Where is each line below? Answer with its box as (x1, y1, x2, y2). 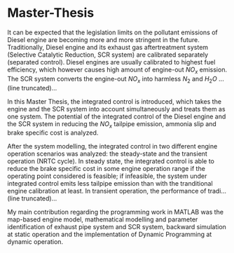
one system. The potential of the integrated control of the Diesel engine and (7, 112, 226, 121)
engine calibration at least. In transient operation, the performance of (7, 187, 207, 196)
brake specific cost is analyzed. (7, 128, 99, 137)
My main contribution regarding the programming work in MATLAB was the (7, 208, 224, 217)
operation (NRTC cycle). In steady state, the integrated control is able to (7, 157, 215, 165)
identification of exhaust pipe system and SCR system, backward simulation (7, 223, 226, 231)
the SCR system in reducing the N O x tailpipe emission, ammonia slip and (7, 119, 217, 130)
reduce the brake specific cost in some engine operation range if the (7, 165, 205, 173)
